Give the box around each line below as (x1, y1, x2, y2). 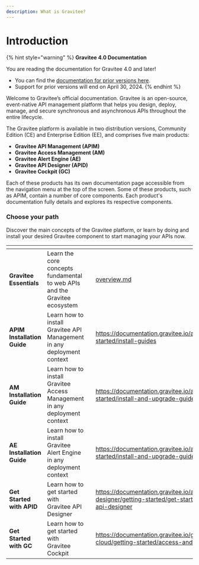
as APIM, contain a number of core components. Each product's (6, 192, 163, 199)
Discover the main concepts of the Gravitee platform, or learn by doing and (6, 226, 190, 233)
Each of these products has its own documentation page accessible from (6, 179, 185, 187)
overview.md (95, 275, 132, 283)
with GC (9, 541, 33, 550)
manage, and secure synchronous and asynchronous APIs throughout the (6, 107, 187, 114)
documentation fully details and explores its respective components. (6, 198, 173, 205)
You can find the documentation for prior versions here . (14, 76, 151, 84)
